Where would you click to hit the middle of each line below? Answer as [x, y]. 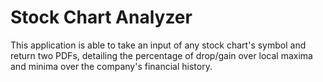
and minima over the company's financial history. [111, 66]
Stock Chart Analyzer [101, 17]
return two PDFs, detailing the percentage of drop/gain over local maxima [161, 55]
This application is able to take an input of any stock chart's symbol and [158, 45]
